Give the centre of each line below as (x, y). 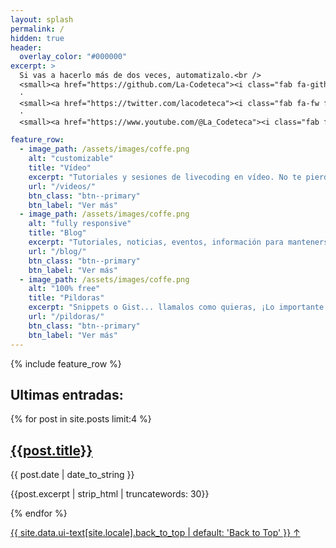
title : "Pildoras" (66, 298)
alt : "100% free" (64, 289)
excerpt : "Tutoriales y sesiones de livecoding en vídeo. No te (165, 177)
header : (26, 47)
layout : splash (42, 19)
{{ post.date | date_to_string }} (72, 475)
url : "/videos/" (62, 186)
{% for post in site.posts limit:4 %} (81, 419)
